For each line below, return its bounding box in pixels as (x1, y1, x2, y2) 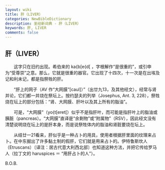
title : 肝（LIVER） (5, 12, 43, 17)
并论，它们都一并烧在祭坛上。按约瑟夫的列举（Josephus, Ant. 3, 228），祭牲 (5, 92, 160, 99)
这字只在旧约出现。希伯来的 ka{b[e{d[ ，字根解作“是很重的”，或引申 (13, 64, 152, 69)
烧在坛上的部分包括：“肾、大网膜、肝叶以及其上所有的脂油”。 (5, 99, 130, 104)
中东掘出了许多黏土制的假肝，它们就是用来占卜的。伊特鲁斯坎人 (18, 138, 148, 144)
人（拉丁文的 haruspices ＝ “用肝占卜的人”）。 (5, 150, 98, 156)
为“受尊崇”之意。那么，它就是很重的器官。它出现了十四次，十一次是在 (5, 69, 147, 75)
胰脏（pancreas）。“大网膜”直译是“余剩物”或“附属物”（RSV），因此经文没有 (5, 115, 157, 121)
